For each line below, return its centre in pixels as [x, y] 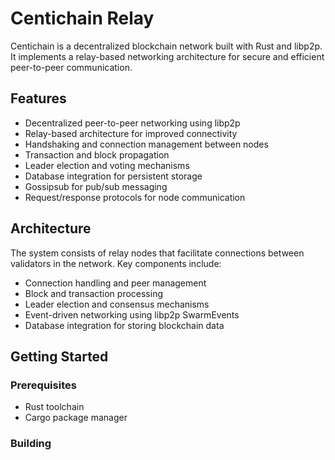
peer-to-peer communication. [71, 67]
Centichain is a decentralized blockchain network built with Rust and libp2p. [166, 46]
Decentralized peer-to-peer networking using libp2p [132, 123]
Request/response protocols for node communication [135, 197]
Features [38, 98]
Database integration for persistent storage [113, 176]
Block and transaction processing [94, 293]
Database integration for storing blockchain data [124, 325]
